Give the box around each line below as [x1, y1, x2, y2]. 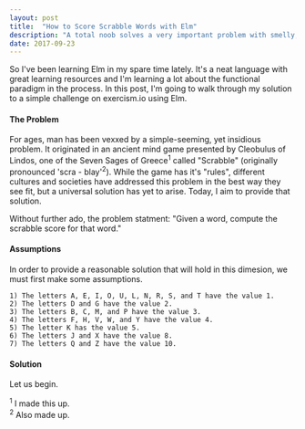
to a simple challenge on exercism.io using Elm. [9, 93, 188, 104]
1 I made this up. [9, 396, 70, 409]
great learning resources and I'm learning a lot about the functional [9, 74, 261, 85]
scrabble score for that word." [9, 223, 122, 234]
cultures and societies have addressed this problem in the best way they [9, 175, 281, 187]
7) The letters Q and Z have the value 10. [9, 339, 178, 348]
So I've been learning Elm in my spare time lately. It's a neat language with [9, 64, 289, 75]
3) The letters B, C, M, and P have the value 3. [9, 307, 202, 316]
